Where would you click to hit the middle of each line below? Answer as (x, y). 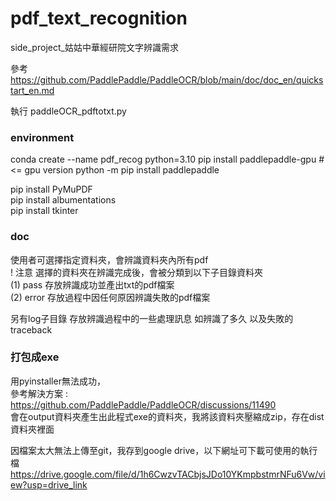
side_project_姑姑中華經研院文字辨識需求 (94, 47)
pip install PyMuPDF (51, 189)
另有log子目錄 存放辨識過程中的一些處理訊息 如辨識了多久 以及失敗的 (152, 318)
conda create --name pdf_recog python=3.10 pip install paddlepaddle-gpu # (167, 159)
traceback (31, 329)
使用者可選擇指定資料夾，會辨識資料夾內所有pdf (109, 259)
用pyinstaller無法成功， (58, 381)
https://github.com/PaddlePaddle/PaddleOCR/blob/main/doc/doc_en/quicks (167, 79)
